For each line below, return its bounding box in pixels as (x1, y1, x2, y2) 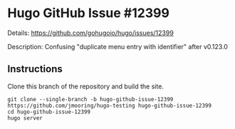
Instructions (7, 63, 63, 76)
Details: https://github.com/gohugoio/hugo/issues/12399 (7, 29, 174, 37)
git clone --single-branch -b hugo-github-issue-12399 (7, 96, 174, 103)
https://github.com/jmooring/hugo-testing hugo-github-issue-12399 (7, 102, 212, 109)
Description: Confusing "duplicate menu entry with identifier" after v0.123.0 (7, 42, 228, 51)
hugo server (7, 114, 43, 122)
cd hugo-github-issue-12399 (7, 108, 91, 115)
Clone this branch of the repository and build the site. (7, 82, 164, 91)
